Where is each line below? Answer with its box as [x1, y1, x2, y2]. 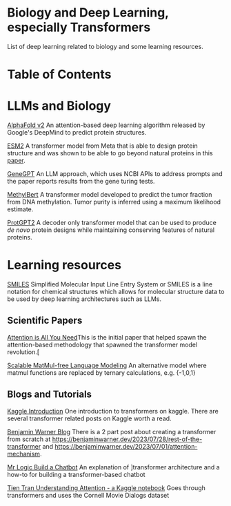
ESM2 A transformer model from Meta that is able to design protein [7, 142, 198, 150]
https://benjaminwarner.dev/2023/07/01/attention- [54, 442, 198, 450]
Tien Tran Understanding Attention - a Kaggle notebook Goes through [7, 483, 205, 492]
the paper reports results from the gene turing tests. [7, 177, 155, 186]
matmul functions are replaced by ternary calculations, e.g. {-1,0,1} [7, 368, 196, 377]
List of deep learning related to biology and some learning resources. [7, 42, 203, 50]
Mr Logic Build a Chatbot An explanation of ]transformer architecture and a [7, 463, 220, 471]
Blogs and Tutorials [7, 389, 92, 400]
